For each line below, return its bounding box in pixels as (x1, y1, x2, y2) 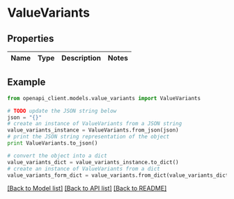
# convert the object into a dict (7, 152, 108, 159)
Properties (7, 33, 54, 45)
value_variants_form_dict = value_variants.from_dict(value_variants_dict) (7, 172, 232, 179)
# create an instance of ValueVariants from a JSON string (7, 120, 182, 127)
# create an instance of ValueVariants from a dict (7, 165, 160, 172)
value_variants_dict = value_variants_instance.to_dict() (7, 159, 179, 166)
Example (7, 77, 46, 88)
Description (61, 54, 101, 63)
